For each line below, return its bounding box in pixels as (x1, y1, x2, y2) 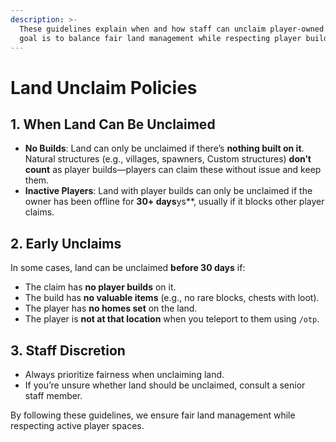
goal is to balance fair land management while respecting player (19, 33, 302, 43)
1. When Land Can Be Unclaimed (10, 116, 216, 133)
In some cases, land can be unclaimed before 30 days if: (10, 262, 246, 274)
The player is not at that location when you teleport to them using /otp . (24, 313, 320, 325)
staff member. (24, 390, 83, 401)
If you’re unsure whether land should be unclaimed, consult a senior (24, 379, 306, 391)
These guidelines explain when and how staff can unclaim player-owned (19, 24, 325, 34)
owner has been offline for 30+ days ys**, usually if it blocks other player (24, 196, 325, 208)
